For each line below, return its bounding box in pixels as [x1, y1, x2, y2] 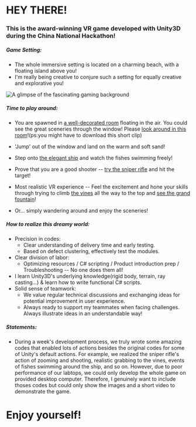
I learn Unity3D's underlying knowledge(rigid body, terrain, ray [14, 273, 166, 280]
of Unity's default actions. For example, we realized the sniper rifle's [14, 350, 180, 357]
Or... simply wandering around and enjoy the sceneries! [14, 207, 148, 214]
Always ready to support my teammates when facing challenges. [23, 304, 180, 311]
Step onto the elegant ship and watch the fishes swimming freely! [14, 155, 173, 162]
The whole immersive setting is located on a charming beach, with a [14, 61, 180, 68]
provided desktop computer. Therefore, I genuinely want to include [14, 375, 176, 382]
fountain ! [14, 196, 36, 203]
